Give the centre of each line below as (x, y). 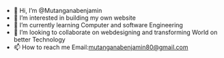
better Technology (40, 40)
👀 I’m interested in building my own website (75, 18)
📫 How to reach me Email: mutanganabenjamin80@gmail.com (101, 47)
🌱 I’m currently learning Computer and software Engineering (98, 25)
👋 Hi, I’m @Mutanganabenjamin (58, 11)
